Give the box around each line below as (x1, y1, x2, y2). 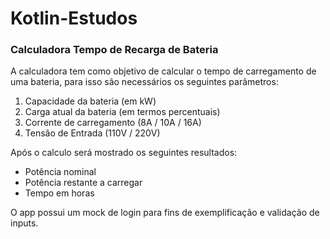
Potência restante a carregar (24, 177, 143, 189)
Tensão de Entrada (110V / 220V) (24, 127, 161, 139)
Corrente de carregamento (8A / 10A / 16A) (24, 117, 202, 129)
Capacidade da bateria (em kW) (24, 95, 157, 107)
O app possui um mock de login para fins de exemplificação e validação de (10, 207, 320, 219)
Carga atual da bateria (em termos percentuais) (24, 106, 221, 118)
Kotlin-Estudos (10, 7, 138, 30)
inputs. (10, 217, 39, 229)
